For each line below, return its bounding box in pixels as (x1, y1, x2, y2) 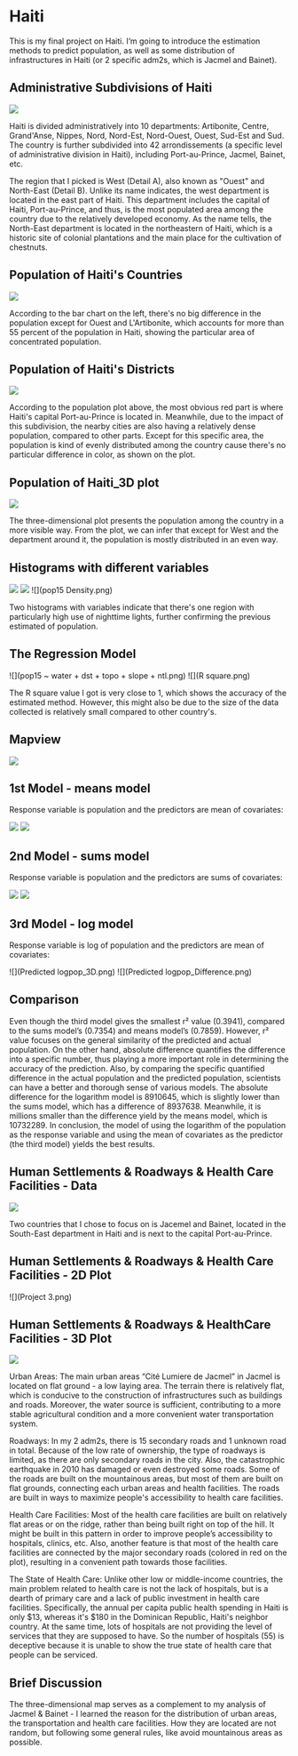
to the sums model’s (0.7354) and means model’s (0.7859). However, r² (9, 1025, 270, 1036)
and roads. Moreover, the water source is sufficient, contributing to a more (9, 1399, 281, 1410)
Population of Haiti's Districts (9, 362, 175, 377)
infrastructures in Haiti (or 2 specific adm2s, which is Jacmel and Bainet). (9, 54, 278, 65)
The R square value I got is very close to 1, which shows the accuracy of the (9, 687, 286, 698)
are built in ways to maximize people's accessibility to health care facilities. (9, 1492, 284, 1503)
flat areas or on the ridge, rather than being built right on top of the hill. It (9, 1519, 275, 1530)
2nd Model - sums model (9, 848, 150, 863)
